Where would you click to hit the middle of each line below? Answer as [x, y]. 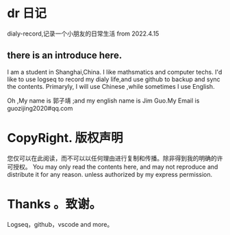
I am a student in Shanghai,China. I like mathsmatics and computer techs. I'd [115, 72]
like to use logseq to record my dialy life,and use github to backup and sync [114, 79]
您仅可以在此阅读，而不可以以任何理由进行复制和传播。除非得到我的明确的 [112, 158]
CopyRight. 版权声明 [65, 138]
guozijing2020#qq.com [40, 108]
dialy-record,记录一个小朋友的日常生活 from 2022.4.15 [83, 33]
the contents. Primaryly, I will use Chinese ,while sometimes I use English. [111, 86]
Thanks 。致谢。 [54, 204]
